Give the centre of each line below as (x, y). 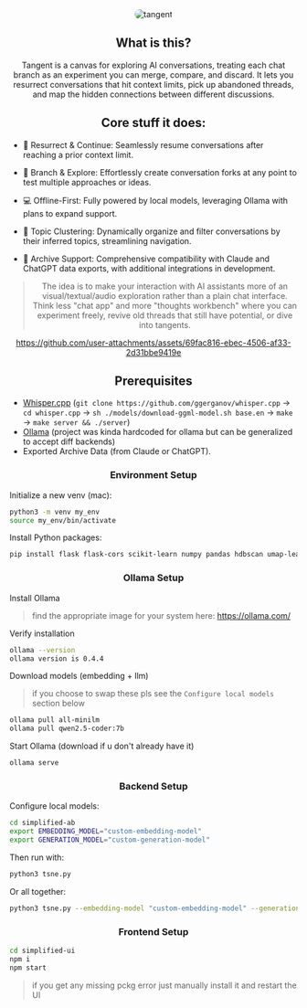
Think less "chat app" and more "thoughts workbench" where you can (165, 305)
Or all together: (38, 891)
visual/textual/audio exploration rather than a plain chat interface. (165, 295)
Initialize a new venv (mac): (61, 495)
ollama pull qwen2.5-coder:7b (67, 729)
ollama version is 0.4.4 (57, 658)
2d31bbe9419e (153, 352)
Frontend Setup (153, 931)
